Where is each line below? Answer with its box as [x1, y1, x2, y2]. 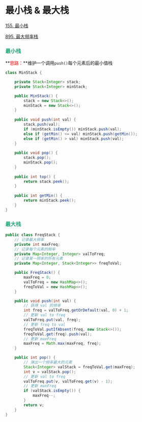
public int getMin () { [14, 193, 63, 198]
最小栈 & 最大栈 [5, 5, 70, 16]
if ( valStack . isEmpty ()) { [23, 388, 81, 393]
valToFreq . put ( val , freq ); [23, 317, 81, 322]
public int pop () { [14, 355, 56, 360]
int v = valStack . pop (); [23, 369, 76, 374]
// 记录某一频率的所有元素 [14, 256, 63, 261]
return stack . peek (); [23, 179, 70, 184]
